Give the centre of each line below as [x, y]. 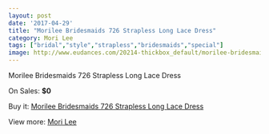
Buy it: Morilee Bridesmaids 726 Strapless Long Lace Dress [106, 106]
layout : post [30, 16]
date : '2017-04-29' [41, 23]
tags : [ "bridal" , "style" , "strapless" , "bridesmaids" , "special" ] [116, 45]
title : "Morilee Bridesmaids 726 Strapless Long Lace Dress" [112, 30]
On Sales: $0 [30, 91]
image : [19, 53]
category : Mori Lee [41, 38]
